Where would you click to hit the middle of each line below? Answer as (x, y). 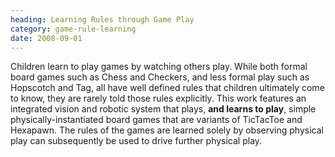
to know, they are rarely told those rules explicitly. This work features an (158, 98)
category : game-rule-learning (73, 29)
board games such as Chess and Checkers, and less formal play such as (160, 77)
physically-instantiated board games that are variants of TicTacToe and (156, 120)
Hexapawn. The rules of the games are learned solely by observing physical (167, 130)
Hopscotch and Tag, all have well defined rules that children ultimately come (167, 88)
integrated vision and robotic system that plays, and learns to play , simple (163, 109)
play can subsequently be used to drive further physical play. (136, 141)
